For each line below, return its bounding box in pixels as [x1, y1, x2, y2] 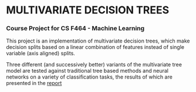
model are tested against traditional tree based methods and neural [6, 68, 169, 75]
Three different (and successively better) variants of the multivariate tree [6, 61, 182, 68]
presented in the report [6, 80, 62, 87]
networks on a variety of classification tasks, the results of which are [6, 73, 173, 80]
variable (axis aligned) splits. [6, 50, 75, 57]
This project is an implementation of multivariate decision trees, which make [6, 37, 190, 44]
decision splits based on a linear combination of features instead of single [6, 44, 185, 51]
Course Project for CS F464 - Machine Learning [6, 24, 145, 33]
